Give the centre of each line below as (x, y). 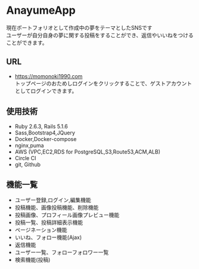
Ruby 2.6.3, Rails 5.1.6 (41, 126)
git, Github (27, 164)
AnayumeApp (41, 10)
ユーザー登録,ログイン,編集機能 (53, 200)
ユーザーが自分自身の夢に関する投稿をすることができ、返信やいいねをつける (100, 35)
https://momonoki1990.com (49, 76)
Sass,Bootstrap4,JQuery (45, 133)
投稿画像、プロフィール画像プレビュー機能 (67, 215)
